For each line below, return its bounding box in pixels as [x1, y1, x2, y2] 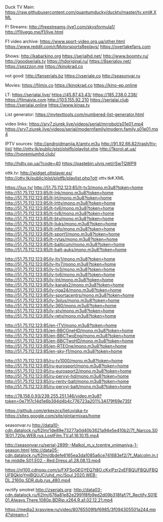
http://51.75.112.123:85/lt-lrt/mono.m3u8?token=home [5, 195, 112, 201]
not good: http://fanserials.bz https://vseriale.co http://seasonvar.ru [5, 73, 141, 78]
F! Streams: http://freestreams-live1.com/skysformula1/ [5, 24, 115, 30]
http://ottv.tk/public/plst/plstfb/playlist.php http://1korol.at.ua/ [13, 146, 136, 151]
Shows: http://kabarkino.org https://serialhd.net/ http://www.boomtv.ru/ [5, 53, 149, 59]
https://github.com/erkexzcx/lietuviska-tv [5, 408, 89, 413]
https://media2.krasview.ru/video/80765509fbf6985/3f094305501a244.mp [5, 506, 156, 512]
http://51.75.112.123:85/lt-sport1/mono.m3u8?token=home [5, 231, 120, 237]
